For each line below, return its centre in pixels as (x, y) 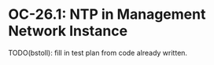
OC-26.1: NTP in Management (107, 14)
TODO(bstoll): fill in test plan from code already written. (98, 52)
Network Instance (68, 31)
